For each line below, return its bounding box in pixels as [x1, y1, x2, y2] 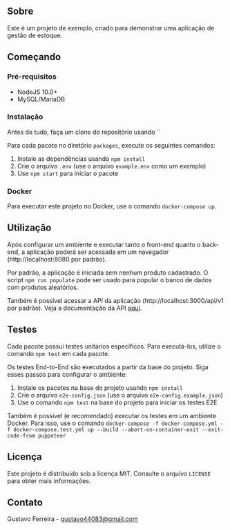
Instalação [7, 112, 44, 121]
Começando [7, 51, 61, 63]
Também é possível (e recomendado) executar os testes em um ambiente [7, 411, 216, 420]
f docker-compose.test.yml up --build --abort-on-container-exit [7, 426, 199, 433]
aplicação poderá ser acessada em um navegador [26, 248, 169, 256]
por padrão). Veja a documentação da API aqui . [7, 304, 142, 312]
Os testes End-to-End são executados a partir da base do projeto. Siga [7, 362, 209, 371]
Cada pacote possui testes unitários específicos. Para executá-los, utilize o [7, 342, 221, 351]
